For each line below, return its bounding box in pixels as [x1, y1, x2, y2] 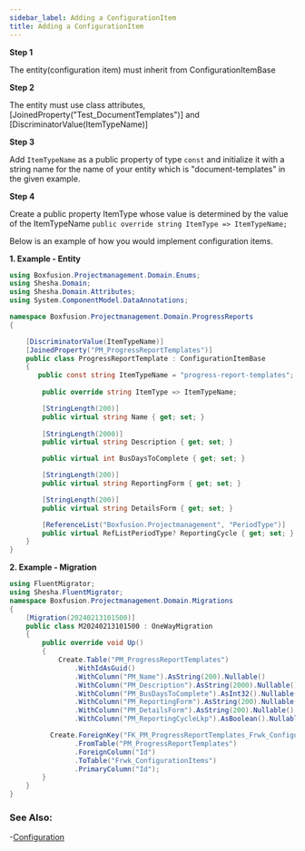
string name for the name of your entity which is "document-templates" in [9, 163, 286, 174]
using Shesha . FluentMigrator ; [9, 588, 124, 597]
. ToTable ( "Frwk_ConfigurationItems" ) [74, 756, 218, 765]
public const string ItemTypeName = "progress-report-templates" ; [37, 371, 295, 380]
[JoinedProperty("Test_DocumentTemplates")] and [9, 109, 200, 120]
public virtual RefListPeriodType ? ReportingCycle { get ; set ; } [42, 528, 295, 538]
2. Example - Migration [9, 562, 97, 572]
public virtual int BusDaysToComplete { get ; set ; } [42, 455, 246, 464]
